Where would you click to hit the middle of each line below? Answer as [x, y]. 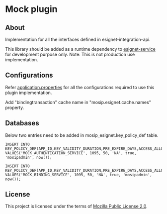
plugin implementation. [29, 93]
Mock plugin [31, 9]
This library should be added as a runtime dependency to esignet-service [80, 49]
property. [15, 107]
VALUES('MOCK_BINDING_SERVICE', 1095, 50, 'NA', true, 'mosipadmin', [79, 175]
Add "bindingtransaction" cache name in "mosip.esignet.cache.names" [78, 102]
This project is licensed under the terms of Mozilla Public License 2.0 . [76, 206]
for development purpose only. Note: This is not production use [70, 54]
